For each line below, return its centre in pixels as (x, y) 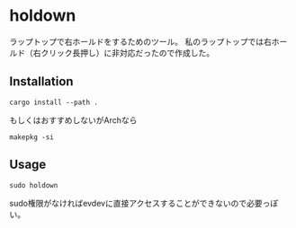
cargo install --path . (54, 102)
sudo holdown (34, 185)
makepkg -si (31, 137)
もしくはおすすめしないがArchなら (73, 120)
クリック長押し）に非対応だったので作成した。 (127, 53)
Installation (41, 82)
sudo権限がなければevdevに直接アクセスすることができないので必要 (136, 203)
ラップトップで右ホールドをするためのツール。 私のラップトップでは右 (140, 41)
